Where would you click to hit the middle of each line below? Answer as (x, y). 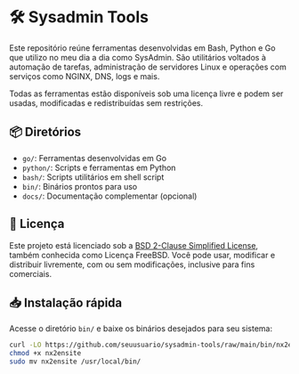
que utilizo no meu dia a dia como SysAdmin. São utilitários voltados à (138, 57)
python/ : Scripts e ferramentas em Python (99, 167)
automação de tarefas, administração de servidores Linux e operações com (148, 67)
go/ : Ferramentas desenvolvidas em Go (94, 158)
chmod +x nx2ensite (45, 354)
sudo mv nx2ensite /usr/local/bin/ (75, 362)
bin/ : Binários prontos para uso (80, 186)
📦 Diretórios (45, 132)
